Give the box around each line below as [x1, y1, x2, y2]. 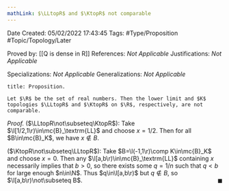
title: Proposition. [7, 83, 66, 90]
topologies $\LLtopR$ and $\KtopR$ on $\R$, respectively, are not [7, 101, 204, 108]
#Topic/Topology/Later [7, 36, 72, 44]
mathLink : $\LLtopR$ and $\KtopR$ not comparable [7, 10, 152, 17]
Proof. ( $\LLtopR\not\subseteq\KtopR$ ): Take [7, 119, 135, 127]
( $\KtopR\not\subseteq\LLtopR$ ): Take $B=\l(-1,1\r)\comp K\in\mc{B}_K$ [7, 147, 212, 155]
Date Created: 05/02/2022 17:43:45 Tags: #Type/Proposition [7, 29, 178, 37]
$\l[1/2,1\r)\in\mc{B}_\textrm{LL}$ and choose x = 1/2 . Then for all [7, 126, 191, 134]
